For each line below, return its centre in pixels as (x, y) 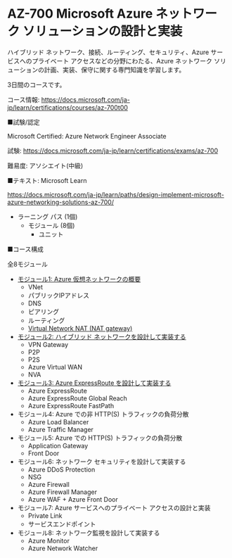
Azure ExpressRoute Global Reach (78, 398)
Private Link (45, 515)
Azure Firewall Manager (62, 492)
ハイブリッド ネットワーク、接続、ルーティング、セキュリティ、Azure (108, 52)
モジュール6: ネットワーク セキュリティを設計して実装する (102, 462)
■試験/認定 (24, 122)
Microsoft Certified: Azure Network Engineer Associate (87, 136)
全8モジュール (27, 264)
